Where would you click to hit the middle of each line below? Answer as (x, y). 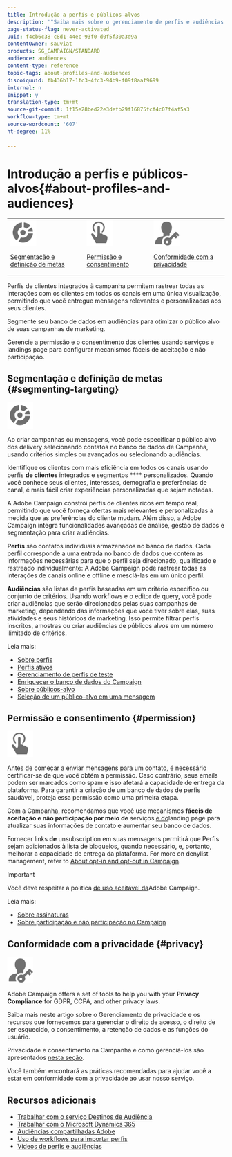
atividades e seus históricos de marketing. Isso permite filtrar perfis (103, 618)
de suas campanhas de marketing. (56, 328)
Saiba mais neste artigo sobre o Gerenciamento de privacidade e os (104, 1015)
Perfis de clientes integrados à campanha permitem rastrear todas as (106, 286)
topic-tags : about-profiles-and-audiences (69, 73)
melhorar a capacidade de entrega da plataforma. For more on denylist (108, 854)
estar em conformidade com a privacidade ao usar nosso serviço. (101, 1078)
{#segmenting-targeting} (63, 389)
